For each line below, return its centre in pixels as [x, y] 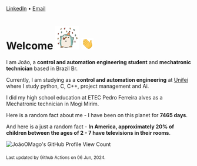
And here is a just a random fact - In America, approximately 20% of [90, 127]
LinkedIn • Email [26, 9]
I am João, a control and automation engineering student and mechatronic [98, 62]
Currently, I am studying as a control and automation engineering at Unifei [97, 79]
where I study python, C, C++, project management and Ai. [78, 86]
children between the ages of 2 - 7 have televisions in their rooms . [88, 132]
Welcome [30, 46]
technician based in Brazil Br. [42, 68]
